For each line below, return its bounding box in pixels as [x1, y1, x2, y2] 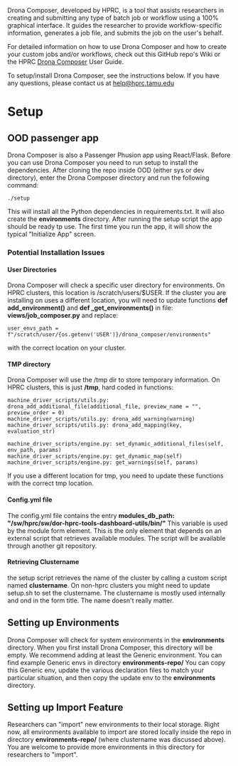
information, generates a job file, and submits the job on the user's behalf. [7, 28, 224, 37]
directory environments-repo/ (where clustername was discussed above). [7, 735, 226, 744]
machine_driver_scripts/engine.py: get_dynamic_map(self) [7, 453, 183, 460]
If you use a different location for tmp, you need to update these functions [7, 472, 224, 480]
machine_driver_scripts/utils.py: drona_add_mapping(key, [7, 422, 183, 429]
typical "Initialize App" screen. [7, 230, 96, 238]
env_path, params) [7, 447, 62, 454]
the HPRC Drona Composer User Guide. [7, 58, 124, 66]
